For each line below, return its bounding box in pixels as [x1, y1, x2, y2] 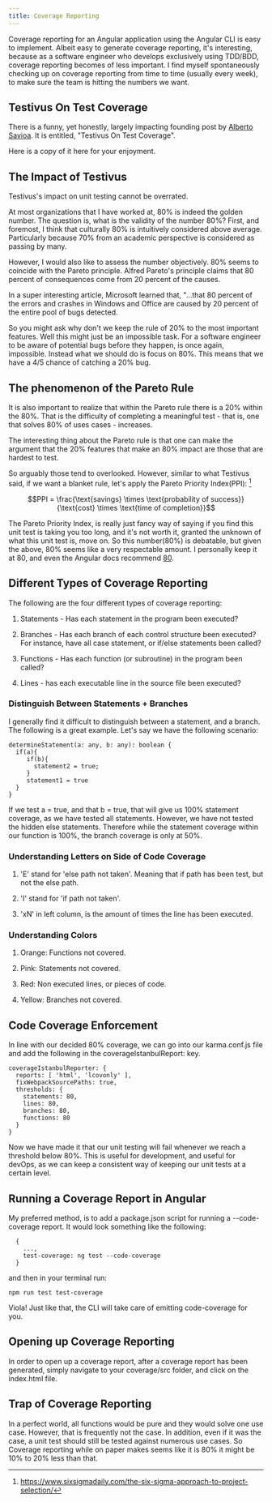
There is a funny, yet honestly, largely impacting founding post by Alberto [8, 122, 253, 132]
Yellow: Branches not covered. [19, 995, 122, 1005]
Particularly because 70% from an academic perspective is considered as [8, 233, 255, 243]
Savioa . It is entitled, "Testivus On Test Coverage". [8, 131, 176, 140]
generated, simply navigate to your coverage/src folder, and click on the [8, 1365, 249, 1375]
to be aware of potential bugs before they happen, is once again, [8, 340, 224, 350]
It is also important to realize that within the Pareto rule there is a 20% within [8, 403, 263, 413]
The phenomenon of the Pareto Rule [8, 381, 194, 395]
